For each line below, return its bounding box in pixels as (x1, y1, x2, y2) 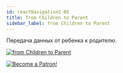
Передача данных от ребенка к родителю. (6, 37, 117, 44)
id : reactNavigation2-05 (6, 9, 69, 15)
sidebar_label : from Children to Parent (6, 20, 111, 26)
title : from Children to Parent (6, 15, 88, 21)
